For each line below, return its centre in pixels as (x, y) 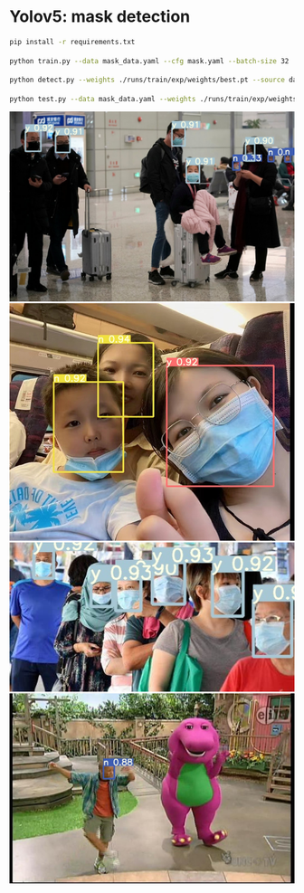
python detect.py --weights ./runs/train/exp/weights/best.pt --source (147, 80)
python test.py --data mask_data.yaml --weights (103, 100)
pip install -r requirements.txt (72, 42)
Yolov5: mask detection (100, 17)
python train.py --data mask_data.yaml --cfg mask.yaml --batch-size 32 (149, 61)
